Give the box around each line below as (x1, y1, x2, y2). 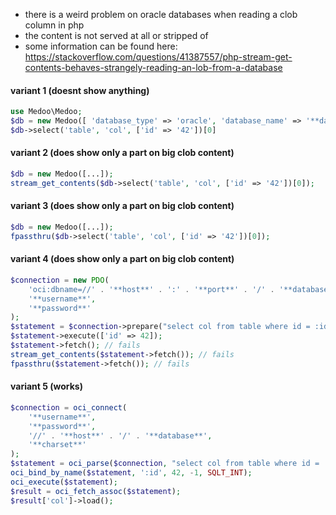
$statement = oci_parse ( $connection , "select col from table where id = (10, 459, 320, 469)
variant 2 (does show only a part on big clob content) (10, 147, 235, 159)
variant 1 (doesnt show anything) (10, 84, 150, 96)
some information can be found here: (24, 40, 178, 52)
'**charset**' (28, 440, 87, 450)
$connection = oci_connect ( (10, 402, 128, 413)
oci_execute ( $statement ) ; (10, 477, 118, 487)
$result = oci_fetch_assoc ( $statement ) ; (10, 486, 182, 496)
